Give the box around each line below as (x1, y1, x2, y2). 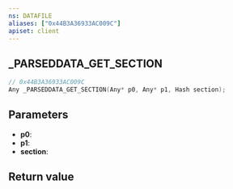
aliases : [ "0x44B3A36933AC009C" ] (8, 19, 121, 27)
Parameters (8, 108, 69, 122)
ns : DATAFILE (8, 11, 53, 20)
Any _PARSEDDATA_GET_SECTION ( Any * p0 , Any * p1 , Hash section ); (8, 86, 227, 94)
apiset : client (8, 27, 60, 35)
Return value (8, 170, 74, 184)
